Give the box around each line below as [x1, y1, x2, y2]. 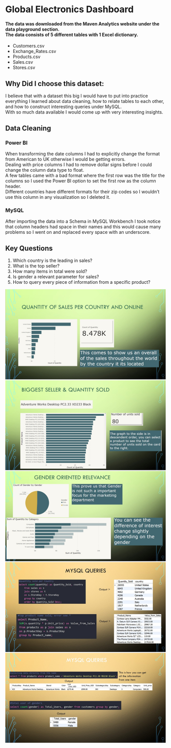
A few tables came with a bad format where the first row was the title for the [5, 172, 165, 178]
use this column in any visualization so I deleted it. [5, 194, 110, 200]
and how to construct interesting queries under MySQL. [5, 103, 122, 110]
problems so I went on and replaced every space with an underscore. [5, 229, 151, 235]
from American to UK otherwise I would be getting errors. [5, 156, 126, 162]
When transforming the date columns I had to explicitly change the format [5, 150, 160, 156]
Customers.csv [12, 43, 45, 49]
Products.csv [12, 54, 41, 60]
